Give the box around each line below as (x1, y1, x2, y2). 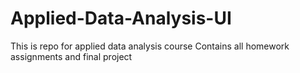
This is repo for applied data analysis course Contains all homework (10, 40, 290, 52)
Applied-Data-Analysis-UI (10, 7, 232, 30)
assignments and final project (10, 50, 133, 62)
